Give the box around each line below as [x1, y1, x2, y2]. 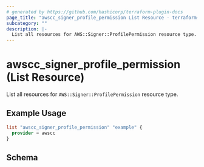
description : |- [6, 26, 47, 32]
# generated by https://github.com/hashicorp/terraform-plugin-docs [6, 9, 183, 15]
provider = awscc [12, 130, 56, 136]
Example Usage [6, 108, 67, 118]
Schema [6, 152, 38, 163]
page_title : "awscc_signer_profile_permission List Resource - [6, 15, 170, 21]
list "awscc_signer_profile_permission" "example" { [6, 124, 143, 131]
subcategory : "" [6, 20, 47, 26]
